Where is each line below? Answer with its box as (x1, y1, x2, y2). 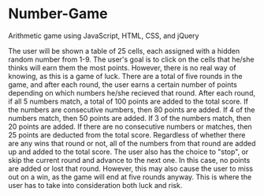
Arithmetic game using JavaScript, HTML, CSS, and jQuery (8, 31, 199, 40)
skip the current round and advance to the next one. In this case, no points (8, 155, 251, 164)
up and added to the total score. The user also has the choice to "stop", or (8, 147, 249, 156)
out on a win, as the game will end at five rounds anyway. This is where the (8, 171, 252, 182)
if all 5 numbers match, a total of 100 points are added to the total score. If (8, 96, 248, 106)
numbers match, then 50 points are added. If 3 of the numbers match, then (8, 113, 251, 122)
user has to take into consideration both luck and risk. (8, 180, 183, 190)
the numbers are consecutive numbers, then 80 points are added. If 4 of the (8, 104, 255, 115)
